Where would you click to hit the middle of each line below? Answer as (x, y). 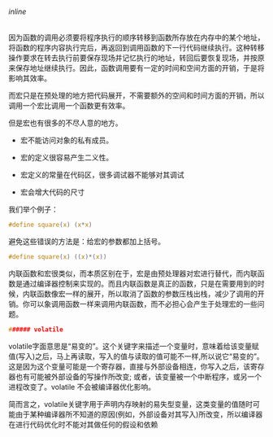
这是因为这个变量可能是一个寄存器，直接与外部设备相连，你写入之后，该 (129, 366)
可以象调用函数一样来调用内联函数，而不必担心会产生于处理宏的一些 (143, 304)
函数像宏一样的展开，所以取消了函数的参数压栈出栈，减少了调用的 (147, 294)
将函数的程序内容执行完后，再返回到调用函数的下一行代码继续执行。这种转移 (136, 48)
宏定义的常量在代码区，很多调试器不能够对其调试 (102, 175)
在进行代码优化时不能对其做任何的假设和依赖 (83, 424)
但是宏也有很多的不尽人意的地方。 (65, 123)
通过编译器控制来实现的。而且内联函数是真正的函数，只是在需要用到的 (140, 283)
